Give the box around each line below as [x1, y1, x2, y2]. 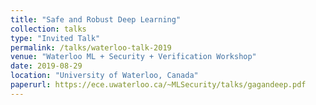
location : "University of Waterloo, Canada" [10, 71, 199, 81]
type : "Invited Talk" [10, 33, 101, 43]
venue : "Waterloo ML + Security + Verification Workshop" [10, 52, 257, 62]
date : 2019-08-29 [10, 61, 83, 71]
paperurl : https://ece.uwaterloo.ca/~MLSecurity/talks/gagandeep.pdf [10, 80, 307, 90]
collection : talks [10, 24, 87, 34]
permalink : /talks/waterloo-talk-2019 [10, 42, 172, 53]
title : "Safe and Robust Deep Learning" [10, 14, 182, 25]
